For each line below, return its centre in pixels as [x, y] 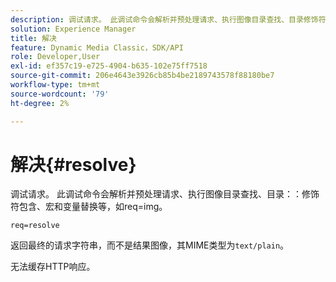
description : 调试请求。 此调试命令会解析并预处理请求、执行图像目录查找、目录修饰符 [168, 19]
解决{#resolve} [73, 164]
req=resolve [35, 226]
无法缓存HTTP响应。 [53, 267]
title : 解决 [33, 38]
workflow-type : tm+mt [55, 85]
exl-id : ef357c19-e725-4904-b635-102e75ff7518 [109, 66]
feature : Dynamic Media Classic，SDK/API [97, 47]
